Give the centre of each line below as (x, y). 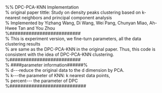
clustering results (23, 44)
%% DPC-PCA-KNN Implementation (42, 7)
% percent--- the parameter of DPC (41, 81)
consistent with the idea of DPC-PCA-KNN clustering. (60, 54)
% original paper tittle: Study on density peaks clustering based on (73, 12)
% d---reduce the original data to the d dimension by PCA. (65, 70)
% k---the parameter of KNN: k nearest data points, (58, 75)
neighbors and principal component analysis (67, 18)
